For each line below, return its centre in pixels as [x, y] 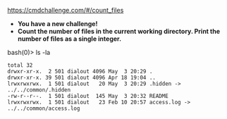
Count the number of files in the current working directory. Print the [119, 31]
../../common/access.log [44, 108]
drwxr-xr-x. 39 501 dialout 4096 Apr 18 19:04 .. [82, 77]
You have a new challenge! [57, 24]
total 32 [20, 65]
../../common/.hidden [39, 90]
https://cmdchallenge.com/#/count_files [66, 10]
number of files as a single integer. [69, 39]
